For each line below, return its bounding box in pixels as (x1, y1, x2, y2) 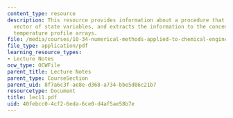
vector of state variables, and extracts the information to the (13, 23, 207, 30)
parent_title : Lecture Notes (7, 68, 92, 75)
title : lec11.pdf (7, 94, 58, 101)
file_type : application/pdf (7, 42, 89, 49)
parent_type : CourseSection (7, 74, 89, 82)
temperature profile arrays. (13, 29, 98, 37)
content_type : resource (7, 10, 76, 17)
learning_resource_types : (7, 49, 82, 56)
